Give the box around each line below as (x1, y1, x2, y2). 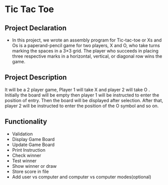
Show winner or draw (12, 163, 57, 169)
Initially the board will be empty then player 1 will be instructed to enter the (5, 92, 159, 98)
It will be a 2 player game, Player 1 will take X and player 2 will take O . (5, 86, 150, 92)
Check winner (12, 152, 41, 158)
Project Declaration (5, 24, 67, 32)
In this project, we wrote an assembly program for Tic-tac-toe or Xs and (12, 37, 162, 43)
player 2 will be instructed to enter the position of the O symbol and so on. (5, 103, 159, 109)
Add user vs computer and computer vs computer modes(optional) (12, 173, 152, 180)
